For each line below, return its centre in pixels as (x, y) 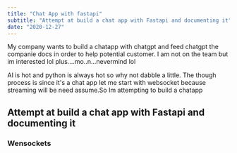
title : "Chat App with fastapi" (55, 14)
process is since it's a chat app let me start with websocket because (107, 83)
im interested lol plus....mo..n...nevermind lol (72, 62)
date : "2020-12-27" (36, 27)
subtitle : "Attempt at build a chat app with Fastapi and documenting (113, 20)
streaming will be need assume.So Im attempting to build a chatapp (105, 90)
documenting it (42, 123)
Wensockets (29, 143)
